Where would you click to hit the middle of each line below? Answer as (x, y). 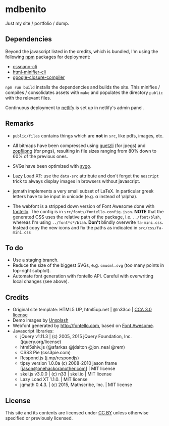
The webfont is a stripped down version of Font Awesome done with (83, 206)
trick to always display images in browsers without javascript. (76, 181)
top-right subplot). (32, 271)
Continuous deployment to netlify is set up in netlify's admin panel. (75, 108)
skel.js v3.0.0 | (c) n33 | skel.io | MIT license (66, 374)
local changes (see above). (41, 281)
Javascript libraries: (33, 331)
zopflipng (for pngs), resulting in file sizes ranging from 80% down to (84, 151)
